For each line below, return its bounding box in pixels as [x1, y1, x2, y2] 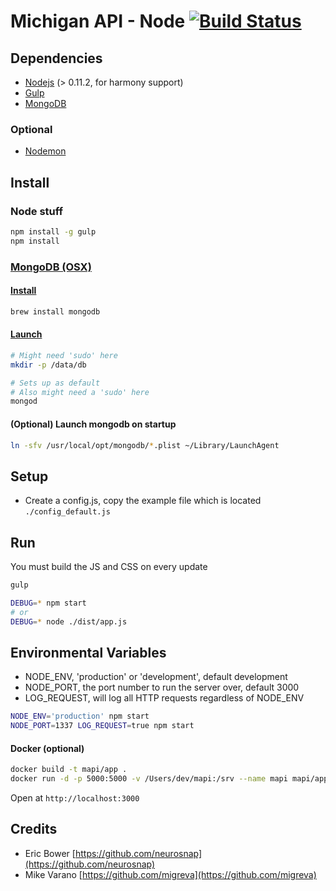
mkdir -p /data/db [10, 360, 87, 370]
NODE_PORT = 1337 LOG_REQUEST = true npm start [10, 721, 195, 731]
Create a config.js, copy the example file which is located [24, 495, 262, 507]
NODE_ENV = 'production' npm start [10, 711, 150, 722]
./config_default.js [24, 507, 111, 517]
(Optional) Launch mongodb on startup [10, 418, 177, 430]
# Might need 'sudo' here [10, 350, 118, 360]
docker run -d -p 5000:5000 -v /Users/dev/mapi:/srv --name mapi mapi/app [10, 774, 329, 784]
